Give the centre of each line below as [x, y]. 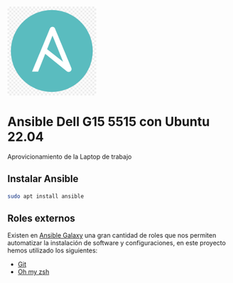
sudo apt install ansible [45, 196]
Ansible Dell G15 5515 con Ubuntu [109, 122]
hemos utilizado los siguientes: [53, 250]
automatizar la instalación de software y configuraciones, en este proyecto [116, 243]
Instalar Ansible [43, 179]
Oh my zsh [33, 272]
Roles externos [42, 219]
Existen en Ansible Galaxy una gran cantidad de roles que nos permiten [112, 235]
